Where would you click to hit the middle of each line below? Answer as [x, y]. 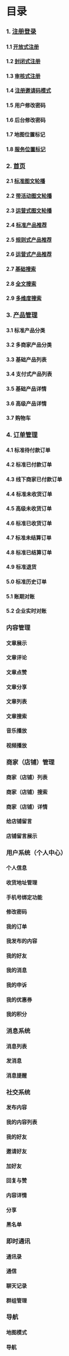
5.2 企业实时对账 [27, 611]
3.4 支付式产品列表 [29, 374]
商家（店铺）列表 [27, 777]
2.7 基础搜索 [21, 268]
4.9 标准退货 [21, 567]
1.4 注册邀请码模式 [29, 90]
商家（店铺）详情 [27, 807]
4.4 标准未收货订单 [29, 494]
